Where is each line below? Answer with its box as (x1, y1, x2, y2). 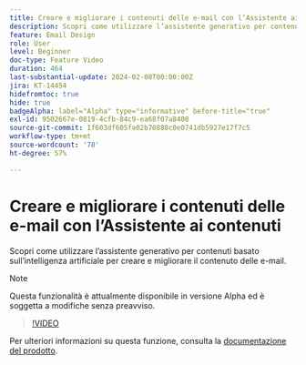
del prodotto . (9, 345, 58, 356)
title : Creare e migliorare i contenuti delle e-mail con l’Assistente (9, 13, 287, 23)
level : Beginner (9, 47, 71, 56)
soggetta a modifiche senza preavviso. (9, 299, 156, 310)
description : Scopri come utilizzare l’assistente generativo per (9, 22, 267, 31)
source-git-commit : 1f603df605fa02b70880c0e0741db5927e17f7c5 (9, 124, 250, 133)
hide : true (9, 97, 51, 107)
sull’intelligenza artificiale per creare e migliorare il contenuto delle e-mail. (9, 255, 287, 266)
